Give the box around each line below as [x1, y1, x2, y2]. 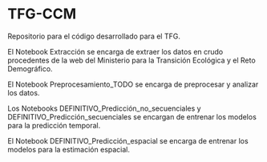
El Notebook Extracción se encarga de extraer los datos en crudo [7, 47, 224, 56]
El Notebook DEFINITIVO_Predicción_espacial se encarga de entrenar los [7, 136, 249, 145]
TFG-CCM [7, 5, 77, 23]
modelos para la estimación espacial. [7, 144, 130, 154]
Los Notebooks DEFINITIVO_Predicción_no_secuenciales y [7, 103, 201, 113]
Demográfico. [7, 63, 53, 73]
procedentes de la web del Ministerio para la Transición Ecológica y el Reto [7, 55, 256, 65]
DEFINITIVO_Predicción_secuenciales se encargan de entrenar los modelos [7, 111, 257, 121]
